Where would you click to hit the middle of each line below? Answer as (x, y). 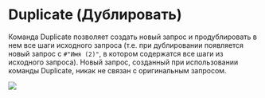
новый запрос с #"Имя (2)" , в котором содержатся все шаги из (116, 53)
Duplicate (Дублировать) (95, 15)
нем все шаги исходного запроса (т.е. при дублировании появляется (126, 45)
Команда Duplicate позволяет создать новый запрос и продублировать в (132, 37)
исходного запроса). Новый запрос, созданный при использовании (123, 62)
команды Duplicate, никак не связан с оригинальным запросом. (117, 70)
